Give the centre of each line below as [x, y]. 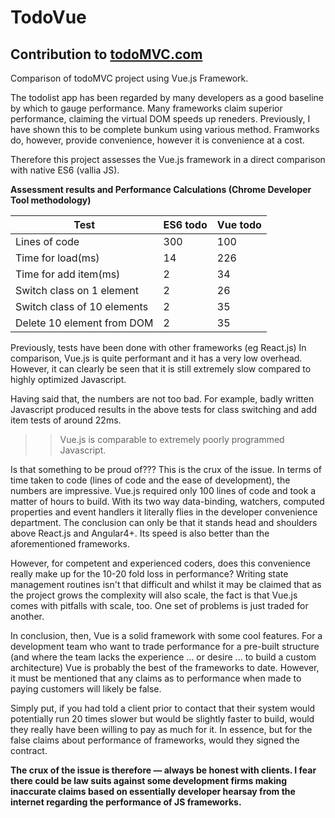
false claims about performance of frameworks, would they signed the [155, 740]
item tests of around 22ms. [66, 420]
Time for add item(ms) [68, 274]
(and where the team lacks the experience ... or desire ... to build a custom [163, 657]
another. [27, 616]
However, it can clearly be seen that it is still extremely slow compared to [161, 369]
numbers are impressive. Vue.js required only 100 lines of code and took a [163, 490]
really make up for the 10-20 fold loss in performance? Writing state [149, 574]
